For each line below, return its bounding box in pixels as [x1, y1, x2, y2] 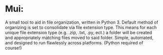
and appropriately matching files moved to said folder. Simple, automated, [5, 35, 154, 41]
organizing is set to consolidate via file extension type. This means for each [5, 24, 157, 30]
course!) [5, 45, 22, 51]
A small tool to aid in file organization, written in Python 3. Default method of [5, 19, 159, 25]
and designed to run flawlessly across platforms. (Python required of [5, 40, 143, 45]
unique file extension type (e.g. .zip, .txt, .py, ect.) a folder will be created [5, 29, 152, 35]
